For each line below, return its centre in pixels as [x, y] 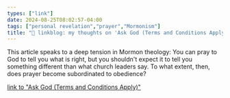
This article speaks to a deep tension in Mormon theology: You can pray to [112, 52]
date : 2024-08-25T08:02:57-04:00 [55, 20]
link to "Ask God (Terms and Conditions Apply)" [74, 87]
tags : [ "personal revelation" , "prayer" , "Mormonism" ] [84, 26]
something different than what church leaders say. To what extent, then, [108, 66]
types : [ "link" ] [30, 13]
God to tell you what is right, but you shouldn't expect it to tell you [100, 60]
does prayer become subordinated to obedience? [77, 74]
